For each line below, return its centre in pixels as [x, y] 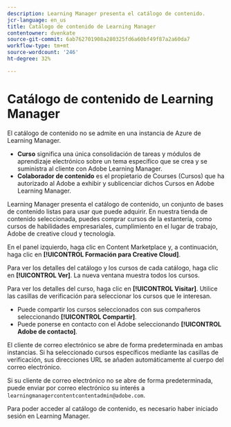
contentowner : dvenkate [41, 33]
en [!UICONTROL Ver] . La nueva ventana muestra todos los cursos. [103, 275]
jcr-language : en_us [37, 20]
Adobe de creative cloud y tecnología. [62, 234]
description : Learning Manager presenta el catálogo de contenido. [107, 14]
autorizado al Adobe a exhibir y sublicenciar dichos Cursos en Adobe [115, 183]
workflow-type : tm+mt [38, 46]
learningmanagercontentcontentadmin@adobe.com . [76, 395]
